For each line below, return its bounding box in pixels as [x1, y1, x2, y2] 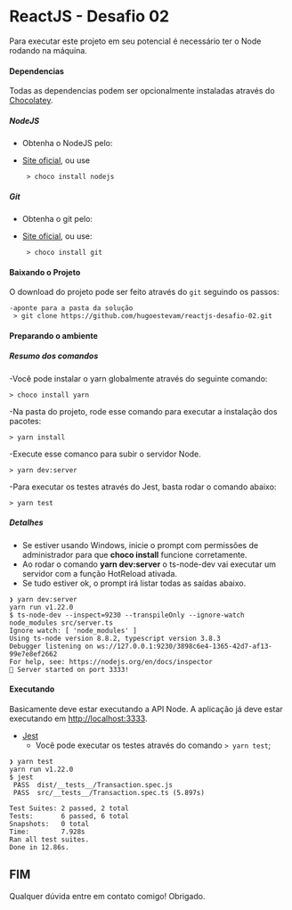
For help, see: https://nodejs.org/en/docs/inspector [9, 657, 214, 666]
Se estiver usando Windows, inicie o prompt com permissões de [21, 539, 259, 550]
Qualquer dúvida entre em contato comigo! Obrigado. [9, 890, 206, 901]
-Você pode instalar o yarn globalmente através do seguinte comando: [9, 373, 268, 384]
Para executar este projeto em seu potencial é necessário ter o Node [9, 36, 262, 46]
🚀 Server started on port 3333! [9, 665, 129, 674]
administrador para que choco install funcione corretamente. [21, 549, 247, 560]
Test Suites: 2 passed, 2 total [9, 804, 129, 813]
